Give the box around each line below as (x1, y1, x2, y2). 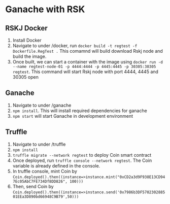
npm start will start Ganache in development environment (12, 113, 133, 119)
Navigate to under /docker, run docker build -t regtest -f (12, 43, 138, 49)
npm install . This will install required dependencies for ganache (12, 108, 147, 114)
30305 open (12, 74, 39, 80)
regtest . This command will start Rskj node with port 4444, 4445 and (12, 69, 159, 75)
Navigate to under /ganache (12, 102, 72, 108)
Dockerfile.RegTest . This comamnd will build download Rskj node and (12, 48, 163, 54)
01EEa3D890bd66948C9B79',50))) (12, 194, 79, 199)
